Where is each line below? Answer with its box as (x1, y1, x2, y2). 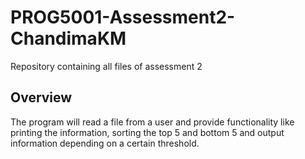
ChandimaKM (10, 27, 127, 50)
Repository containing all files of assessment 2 (10, 60, 203, 72)
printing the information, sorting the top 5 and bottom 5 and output (10, 126, 285, 138)
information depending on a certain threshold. (10, 137, 200, 149)
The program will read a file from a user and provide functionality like (10, 116, 295, 128)
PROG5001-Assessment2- (10, 6, 236, 29)
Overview (10, 89, 73, 106)
